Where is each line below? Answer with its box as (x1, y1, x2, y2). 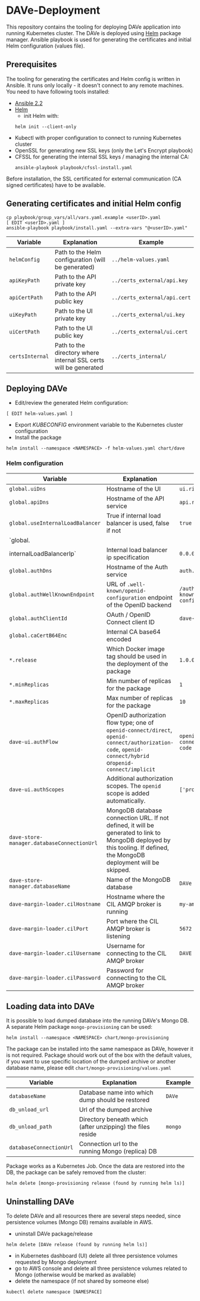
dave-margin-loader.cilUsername (9, 950, 101, 956)
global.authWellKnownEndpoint (9, 591, 95, 598)
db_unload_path (9, 1124, 52, 1130)
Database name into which (79, 1088, 154, 1097)
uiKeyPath (9, 311, 37, 318)
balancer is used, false (106, 519, 170, 527)
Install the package (14, 434, 62, 441)
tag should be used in (106, 652, 167, 660)
